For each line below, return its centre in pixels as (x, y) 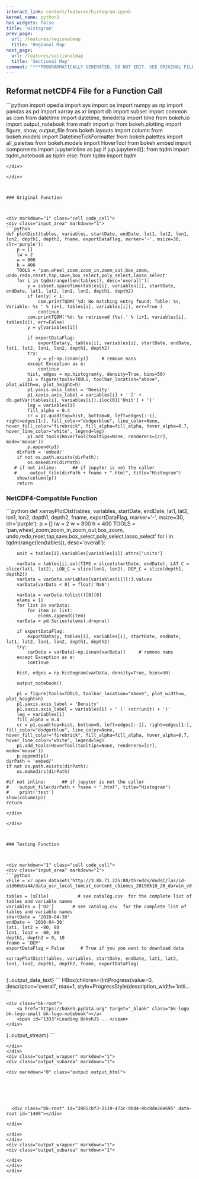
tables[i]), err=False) (36, 322)
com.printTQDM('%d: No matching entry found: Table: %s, (110, 302)
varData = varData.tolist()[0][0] (59, 595)
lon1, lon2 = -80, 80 (33, 933)
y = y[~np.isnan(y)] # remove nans (87, 359)
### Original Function (34, 198)
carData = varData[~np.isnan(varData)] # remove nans (100, 652)
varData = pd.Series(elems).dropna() (63, 621)
